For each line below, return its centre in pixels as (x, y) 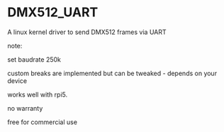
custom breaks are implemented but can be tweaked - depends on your (112, 73)
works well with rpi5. (38, 94)
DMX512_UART (53, 12)
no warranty (25, 108)
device (17, 81)
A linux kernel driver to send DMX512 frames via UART (87, 32)
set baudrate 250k (34, 59)
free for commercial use (43, 122)
